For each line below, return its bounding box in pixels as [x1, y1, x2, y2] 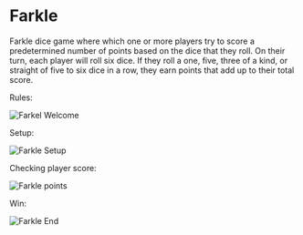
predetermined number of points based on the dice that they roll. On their [9, 45, 286, 56]
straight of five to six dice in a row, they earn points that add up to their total [9, 65, 295, 76]
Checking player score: [9, 162, 98, 173]
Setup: [9, 127, 35, 138]
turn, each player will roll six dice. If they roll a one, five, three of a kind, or [9, 55, 288, 66]
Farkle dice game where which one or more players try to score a [9, 36, 256, 46]
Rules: [9, 92, 34, 103]
